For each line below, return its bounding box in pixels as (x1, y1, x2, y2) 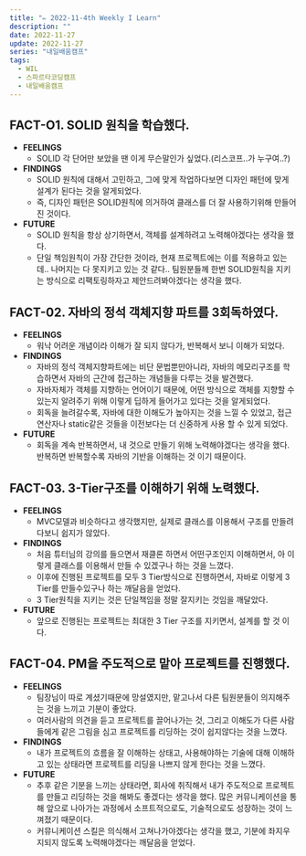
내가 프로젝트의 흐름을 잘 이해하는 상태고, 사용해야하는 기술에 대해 (36, 746, 271, 758)
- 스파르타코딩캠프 (17, 73, 77, 82)
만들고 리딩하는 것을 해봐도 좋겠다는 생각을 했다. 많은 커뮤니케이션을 (46, 791, 288, 802)
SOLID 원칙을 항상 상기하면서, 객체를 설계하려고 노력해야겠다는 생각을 (36, 229, 285, 240)
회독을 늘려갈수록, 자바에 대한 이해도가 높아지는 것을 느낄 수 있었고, (36, 407, 276, 418)
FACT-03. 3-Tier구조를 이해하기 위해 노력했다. (9, 481, 260, 496)
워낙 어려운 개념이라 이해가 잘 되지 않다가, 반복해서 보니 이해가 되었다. (36, 340, 285, 352)
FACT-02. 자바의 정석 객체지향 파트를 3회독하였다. (9, 304, 280, 320)
